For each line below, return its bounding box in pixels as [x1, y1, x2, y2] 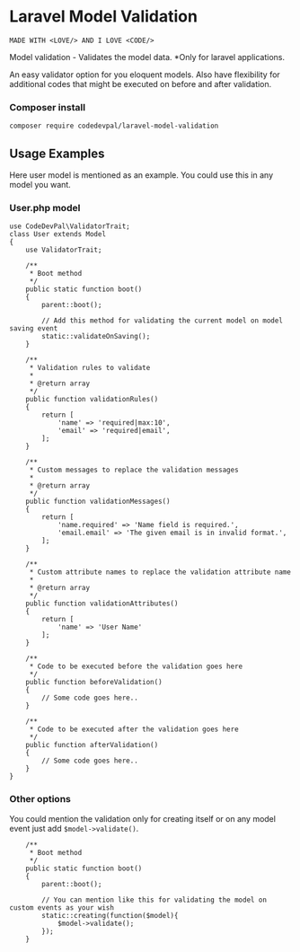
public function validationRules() [25, 395, 159, 404]
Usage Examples [9, 145, 105, 161]
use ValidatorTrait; [25, 245, 102, 255]
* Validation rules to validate [29, 364, 151, 373]
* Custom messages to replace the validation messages [29, 465, 240, 475]
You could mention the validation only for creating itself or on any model [9, 813, 277, 824]
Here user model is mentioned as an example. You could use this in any [9, 170, 274, 181]
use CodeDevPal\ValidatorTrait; [9, 222, 130, 231]
